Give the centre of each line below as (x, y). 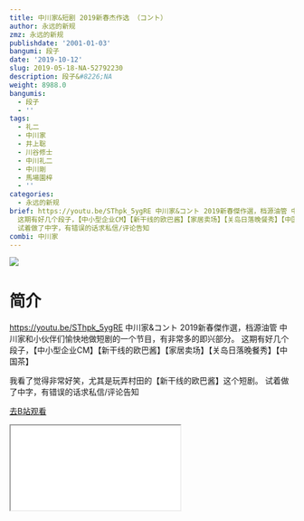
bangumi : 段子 (35, 52)
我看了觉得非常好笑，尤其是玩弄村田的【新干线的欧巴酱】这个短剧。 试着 (145, 381)
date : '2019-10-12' (46, 60)
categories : (32, 194)
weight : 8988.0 (38, 85)
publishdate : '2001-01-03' (60, 43)
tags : (19, 118)
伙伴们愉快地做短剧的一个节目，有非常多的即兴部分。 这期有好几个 (165, 339)
